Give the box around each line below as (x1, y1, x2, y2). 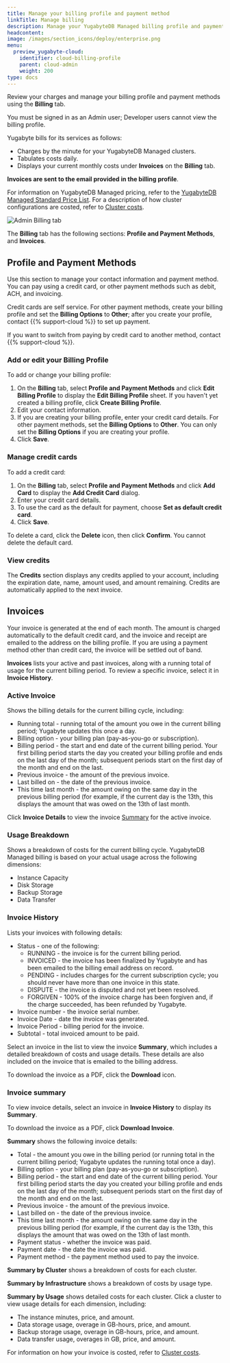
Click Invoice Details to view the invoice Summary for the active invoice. (7, 813, 212, 821)
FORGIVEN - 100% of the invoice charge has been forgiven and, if (27, 993, 214, 1001)
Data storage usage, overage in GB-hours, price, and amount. (16, 1320, 192, 1329)
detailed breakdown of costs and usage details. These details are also (7, 1050, 204, 1058)
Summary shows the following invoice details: (7, 1137, 138, 1145)
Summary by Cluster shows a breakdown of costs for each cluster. (7, 1266, 197, 1274)
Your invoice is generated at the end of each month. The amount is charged (7, 623, 220, 632)
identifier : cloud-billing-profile (19, 55, 121, 62)
